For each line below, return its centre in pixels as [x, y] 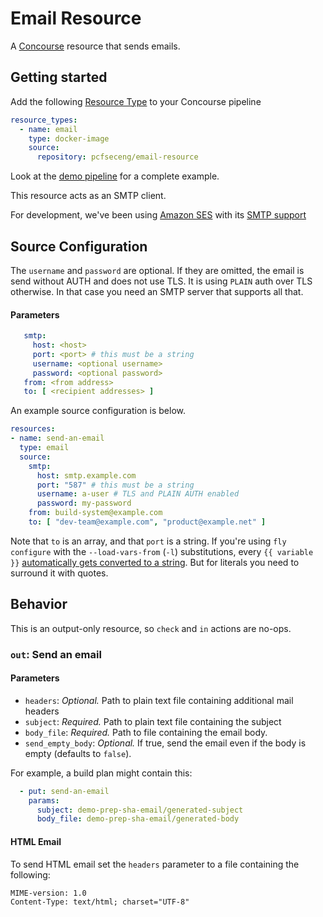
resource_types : [44, 120]
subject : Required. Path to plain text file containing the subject [153, 721]
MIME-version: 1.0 [48, 893]
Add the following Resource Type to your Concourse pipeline [136, 101]
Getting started [59, 77]
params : [44, 800]
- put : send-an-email [64, 791]
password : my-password [84, 503]
